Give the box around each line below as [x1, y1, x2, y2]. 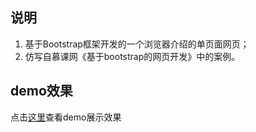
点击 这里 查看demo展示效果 [10, 111, 122, 123]
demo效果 [10, 83, 73, 100]
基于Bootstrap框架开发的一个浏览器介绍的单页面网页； [24, 38, 250, 50]
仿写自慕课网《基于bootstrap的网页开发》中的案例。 [24, 50, 241, 62]
